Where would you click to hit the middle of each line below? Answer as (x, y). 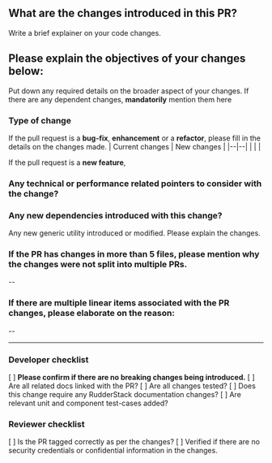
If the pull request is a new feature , (67, 162)
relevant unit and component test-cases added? (88, 403)
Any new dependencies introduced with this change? (115, 215)
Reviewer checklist (47, 424)
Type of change (40, 120)
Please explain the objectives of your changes (127, 59)
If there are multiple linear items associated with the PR (119, 303)
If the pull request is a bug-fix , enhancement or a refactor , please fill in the (135, 138)
